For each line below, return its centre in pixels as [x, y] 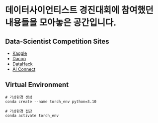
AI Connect [24, 69]
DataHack [23, 64]
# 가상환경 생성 [19, 97]
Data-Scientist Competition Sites [57, 41]
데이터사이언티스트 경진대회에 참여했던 [79, 10]
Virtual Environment [37, 85]
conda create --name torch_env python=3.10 [51, 102]
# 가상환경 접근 [19, 111]
